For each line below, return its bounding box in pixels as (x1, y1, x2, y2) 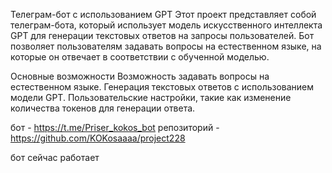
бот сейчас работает (10, 152, 100, 163)
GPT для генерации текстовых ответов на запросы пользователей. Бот (10, 30, 315, 41)
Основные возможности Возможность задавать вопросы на (10, 70, 270, 82)
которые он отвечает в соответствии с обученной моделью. (10, 51, 270, 63)
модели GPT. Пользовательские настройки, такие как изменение (10, 92, 292, 103)
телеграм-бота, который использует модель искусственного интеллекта (10, 19, 323, 31)
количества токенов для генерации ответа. (10, 102, 196, 114)
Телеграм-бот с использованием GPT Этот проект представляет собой (10, 9, 317, 20)
